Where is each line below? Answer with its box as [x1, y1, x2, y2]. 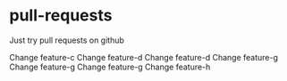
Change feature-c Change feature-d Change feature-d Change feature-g [9, 52, 279, 62]
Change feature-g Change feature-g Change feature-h [9, 61, 211, 72]
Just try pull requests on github [9, 35, 125, 45]
